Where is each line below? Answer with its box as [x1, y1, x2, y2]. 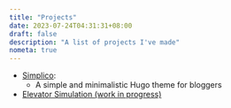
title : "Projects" [9, 12, 77, 22]
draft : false [9, 29, 58, 38]
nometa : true [9, 46, 58, 55]
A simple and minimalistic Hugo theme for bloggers [35, 80, 223, 90]
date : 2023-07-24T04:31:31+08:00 [9, 21, 133, 30]
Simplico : [21, 70, 57, 81]
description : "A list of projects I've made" [9, 37, 180, 47]
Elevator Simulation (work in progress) [21, 89, 162, 100]
